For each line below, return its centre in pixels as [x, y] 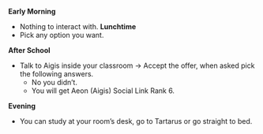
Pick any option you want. [62, 35]
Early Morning [32, 11]
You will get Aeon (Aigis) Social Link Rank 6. [103, 91]
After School [29, 50]
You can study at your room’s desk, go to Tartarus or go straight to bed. [136, 121]
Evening [22, 106]
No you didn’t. [54, 82]
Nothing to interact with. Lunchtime [78, 26]
